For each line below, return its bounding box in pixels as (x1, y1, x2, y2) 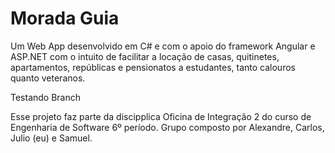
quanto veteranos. (10, 72, 86, 84)
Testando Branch (10, 91, 82, 103)
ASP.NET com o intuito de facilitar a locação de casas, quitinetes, (10, 50, 280, 62)
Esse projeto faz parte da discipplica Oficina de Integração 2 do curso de (10, 110, 312, 122)
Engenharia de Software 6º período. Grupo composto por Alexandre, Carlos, (10, 121, 325, 133)
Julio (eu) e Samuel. (10, 132, 93, 144)
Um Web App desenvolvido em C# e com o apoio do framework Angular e (10, 40, 316, 52)
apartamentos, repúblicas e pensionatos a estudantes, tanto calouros (10, 61, 296, 73)
